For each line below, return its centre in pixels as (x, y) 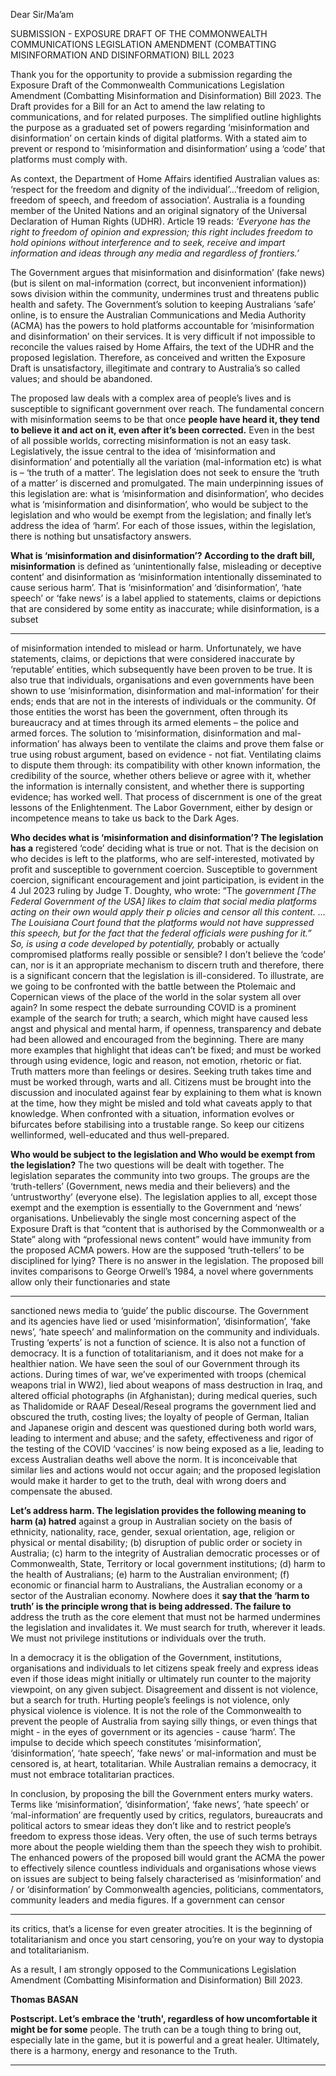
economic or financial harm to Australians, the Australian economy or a (156, 1585)
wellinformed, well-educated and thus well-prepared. (120, 1135)
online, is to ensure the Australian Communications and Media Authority (158, 315)
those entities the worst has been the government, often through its (149, 712)
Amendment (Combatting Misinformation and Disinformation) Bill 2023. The (166, 95)
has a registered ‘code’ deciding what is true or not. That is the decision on (164, 848)
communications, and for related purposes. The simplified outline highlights (166, 117)
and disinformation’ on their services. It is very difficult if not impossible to (163, 336)
